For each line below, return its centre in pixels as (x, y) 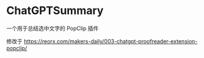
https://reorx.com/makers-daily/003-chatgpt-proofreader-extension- (111, 41)
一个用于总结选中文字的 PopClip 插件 (53, 28)
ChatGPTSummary (55, 11)
